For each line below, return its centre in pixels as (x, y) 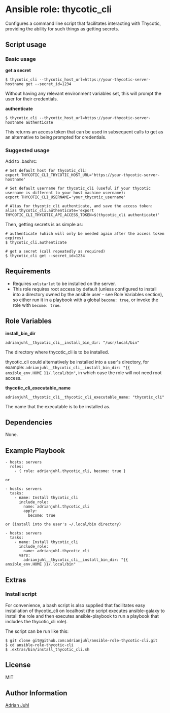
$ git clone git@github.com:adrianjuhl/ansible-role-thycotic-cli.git (81, 640)
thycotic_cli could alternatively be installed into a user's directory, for (77, 362)
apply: (30, 511)
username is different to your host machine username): (65, 193)
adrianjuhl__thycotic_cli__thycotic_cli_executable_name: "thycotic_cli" (85, 397)
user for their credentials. (32, 99)
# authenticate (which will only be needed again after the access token (85, 234)
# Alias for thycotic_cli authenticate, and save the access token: (79, 206)
